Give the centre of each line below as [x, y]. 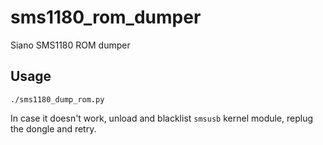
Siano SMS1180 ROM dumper [70, 45]
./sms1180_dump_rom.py [57, 99]
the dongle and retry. [53, 128]
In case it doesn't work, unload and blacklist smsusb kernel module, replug [162, 118]
